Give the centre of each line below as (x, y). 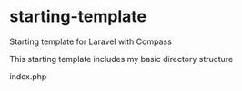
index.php (28, 76)
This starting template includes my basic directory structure (121, 59)
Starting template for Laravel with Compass (91, 41)
